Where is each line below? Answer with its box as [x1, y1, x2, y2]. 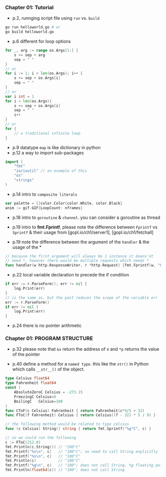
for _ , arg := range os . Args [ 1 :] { [5, 48, 79, 53]
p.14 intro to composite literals [12, 191, 78, 197]
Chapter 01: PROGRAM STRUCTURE [5, 335, 93, 342]
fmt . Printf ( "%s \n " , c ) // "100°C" [5, 454, 81, 459]
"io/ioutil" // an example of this [14, 168, 87, 173]
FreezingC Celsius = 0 [14, 394, 56, 399]
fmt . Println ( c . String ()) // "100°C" [5, 444, 81, 449]
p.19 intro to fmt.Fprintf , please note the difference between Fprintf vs [12, 224, 158, 230]
